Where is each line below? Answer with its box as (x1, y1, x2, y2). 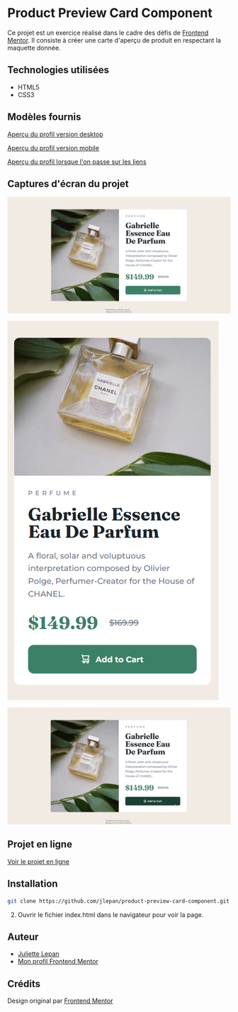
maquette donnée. (7, 43, 62, 52)
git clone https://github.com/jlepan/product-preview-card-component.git (7, 897, 230, 905)
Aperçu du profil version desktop (7, 130, 103, 138)
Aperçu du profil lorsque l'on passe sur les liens (7, 157, 147, 166)
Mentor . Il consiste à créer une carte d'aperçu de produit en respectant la (7, 35, 222, 44)
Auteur (7, 930, 39, 943)
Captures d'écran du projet (7, 177, 129, 189)
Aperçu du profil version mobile (7, 143, 99, 152)
